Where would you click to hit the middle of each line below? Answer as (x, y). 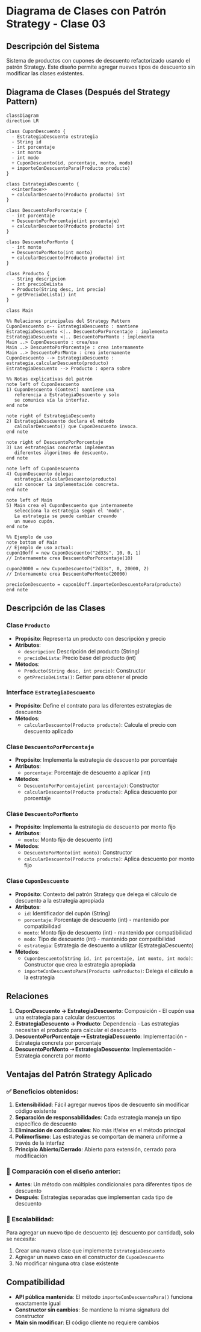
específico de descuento (46, 1124)
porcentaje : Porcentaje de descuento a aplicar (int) (87, 773)
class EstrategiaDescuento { (43, 184)
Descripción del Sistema (53, 46)
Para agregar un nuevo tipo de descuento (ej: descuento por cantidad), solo (100, 1232)
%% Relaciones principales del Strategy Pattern (68, 321)
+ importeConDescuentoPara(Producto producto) (71, 168)
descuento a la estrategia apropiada (60, 900)
